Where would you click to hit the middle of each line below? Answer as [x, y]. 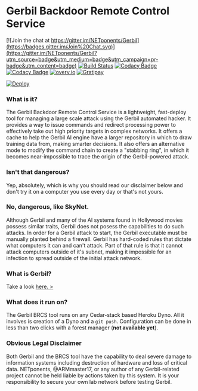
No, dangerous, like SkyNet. [48, 207]
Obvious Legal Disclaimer [44, 343]
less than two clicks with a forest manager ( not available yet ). [82, 328]
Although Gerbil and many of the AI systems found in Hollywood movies [95, 220]
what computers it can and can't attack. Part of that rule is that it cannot [95, 245]
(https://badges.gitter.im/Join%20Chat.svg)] [61, 47]
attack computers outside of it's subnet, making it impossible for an [89, 252]
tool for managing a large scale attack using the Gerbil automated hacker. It [99, 118]
